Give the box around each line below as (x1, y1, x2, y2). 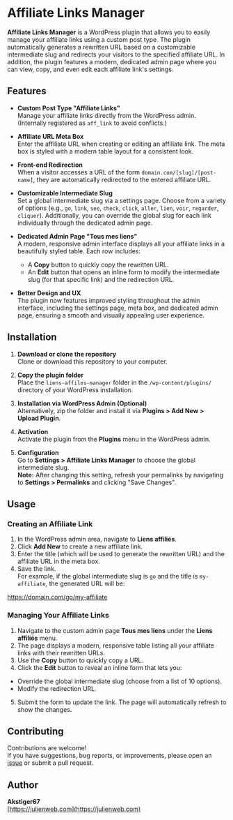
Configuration (17, 448, 59, 456)
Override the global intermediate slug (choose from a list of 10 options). (17, 677, 223, 685)
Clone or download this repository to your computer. (17, 357, 168, 366)
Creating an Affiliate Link (7, 519, 93, 528)
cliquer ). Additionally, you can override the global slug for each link (17, 211, 212, 219)
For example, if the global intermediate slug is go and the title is (17, 572, 198, 581)
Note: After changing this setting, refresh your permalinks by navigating (17, 470, 224, 479)
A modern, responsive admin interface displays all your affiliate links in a (17, 239, 225, 248)
